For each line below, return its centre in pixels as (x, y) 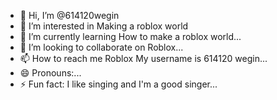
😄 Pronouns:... (50, 73)
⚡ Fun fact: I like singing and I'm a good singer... (118, 84)
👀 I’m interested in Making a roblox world (104, 26)
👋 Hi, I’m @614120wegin (69, 15)
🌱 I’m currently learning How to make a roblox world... (130, 36)
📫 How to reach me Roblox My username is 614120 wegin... (143, 58)
